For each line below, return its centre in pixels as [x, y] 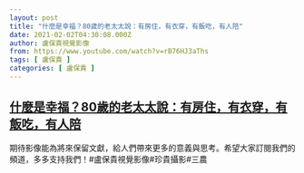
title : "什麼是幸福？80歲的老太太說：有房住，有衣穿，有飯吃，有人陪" [126, 26]
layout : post [34, 18]
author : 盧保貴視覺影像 [49, 43]
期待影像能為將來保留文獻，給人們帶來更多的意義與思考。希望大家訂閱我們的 [152, 148]
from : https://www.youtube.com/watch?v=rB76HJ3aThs [109, 52]
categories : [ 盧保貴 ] [52, 69]
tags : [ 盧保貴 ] [40, 60]
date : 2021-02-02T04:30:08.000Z [70, 34]
